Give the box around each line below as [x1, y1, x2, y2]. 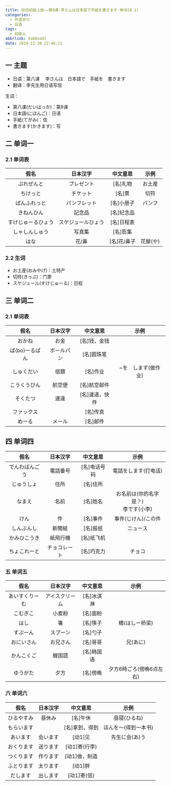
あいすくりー [8, 593, 39, 600]
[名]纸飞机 [80, 534, 106, 541]
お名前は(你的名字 [116, 490, 159, 497]
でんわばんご [9, 464, 40, 471]
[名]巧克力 [80, 548, 106, 555]
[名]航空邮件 [79, 382, 109, 389]
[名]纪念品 [110, 209, 135, 216]
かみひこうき [9, 534, 40, 541]
